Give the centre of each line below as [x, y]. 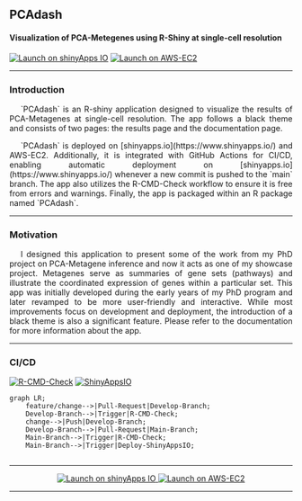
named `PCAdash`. [44, 202]
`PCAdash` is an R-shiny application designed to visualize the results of [157, 109]
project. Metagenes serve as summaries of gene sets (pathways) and [151, 273]
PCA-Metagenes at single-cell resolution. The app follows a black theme [151, 118]
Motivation [34, 235]
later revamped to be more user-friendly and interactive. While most [151, 302]
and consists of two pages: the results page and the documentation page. [146, 128]
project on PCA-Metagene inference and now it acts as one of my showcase [151, 264]
